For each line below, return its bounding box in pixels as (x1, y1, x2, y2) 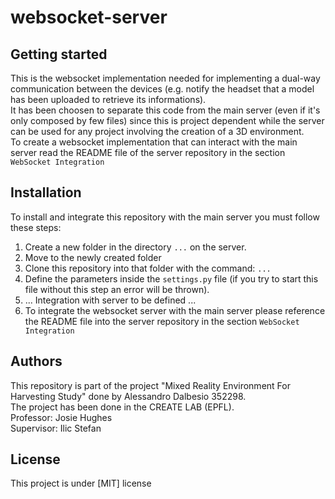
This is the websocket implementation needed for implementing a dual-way (10, 72, 321, 84)
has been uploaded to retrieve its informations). (10, 94, 207, 105)
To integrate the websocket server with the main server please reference (24, 304, 326, 316)
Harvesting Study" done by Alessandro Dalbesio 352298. (10, 390, 247, 402)
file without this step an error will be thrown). (24, 283, 210, 295)
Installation (10, 184, 82, 201)
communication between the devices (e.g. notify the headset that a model (10, 83, 315, 95)
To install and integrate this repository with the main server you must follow (10, 211, 320, 223)
